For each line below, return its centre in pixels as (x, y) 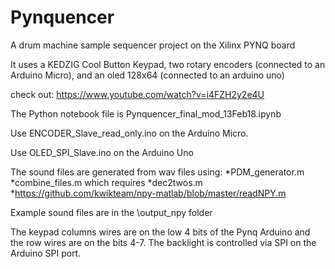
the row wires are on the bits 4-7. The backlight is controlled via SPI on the (163, 242)
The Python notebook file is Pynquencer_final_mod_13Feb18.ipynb (146, 113)
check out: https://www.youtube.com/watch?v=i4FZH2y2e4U (137, 94)
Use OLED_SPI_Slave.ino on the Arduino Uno (102, 152)
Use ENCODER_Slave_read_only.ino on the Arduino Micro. (129, 133)
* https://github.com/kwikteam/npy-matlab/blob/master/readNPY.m (148, 193)
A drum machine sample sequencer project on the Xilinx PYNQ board (153, 45)
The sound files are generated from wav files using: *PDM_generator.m (157, 172)
